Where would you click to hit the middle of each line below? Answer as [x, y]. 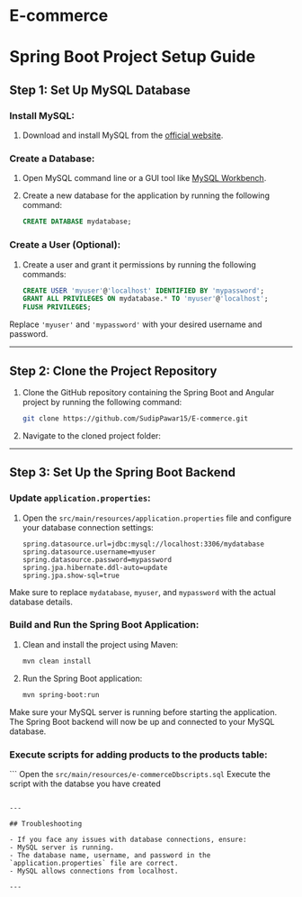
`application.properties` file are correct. [94, 863]
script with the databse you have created [85, 784]
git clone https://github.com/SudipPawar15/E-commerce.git [135, 418]
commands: [44, 274]
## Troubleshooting [46, 824]
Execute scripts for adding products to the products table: [138, 755]
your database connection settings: [88, 527]
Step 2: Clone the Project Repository [113, 371]
